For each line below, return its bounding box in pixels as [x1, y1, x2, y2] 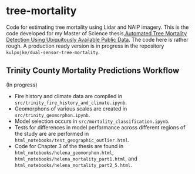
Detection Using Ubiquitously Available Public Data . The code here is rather [6, 36, 189, 43]
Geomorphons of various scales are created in [14, 105, 127, 112]
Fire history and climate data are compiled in [14, 92, 123, 99]
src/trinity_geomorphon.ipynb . [14, 111, 90, 118]
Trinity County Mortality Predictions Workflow [6, 66, 180, 76]
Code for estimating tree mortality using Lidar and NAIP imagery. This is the [6, 24, 189, 31]
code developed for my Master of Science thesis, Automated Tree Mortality [6, 29, 187, 36]
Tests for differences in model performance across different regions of [14, 123, 186, 130]
